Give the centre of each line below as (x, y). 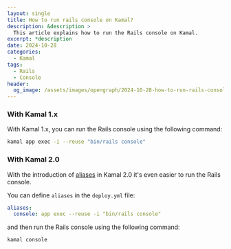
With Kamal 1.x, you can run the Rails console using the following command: (115, 129)
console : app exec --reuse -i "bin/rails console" (87, 214)
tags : (15, 65)
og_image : (27, 90)
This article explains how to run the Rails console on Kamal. (106, 33)
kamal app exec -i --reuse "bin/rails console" (77, 142)
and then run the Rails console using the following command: (93, 227)
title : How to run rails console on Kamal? (70, 20)
